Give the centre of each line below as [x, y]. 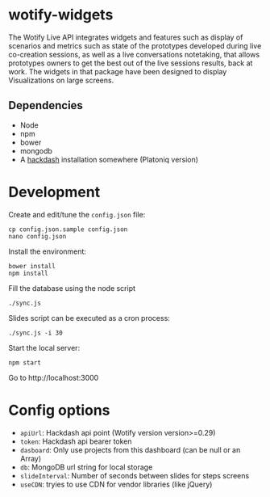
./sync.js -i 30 [35, 333]
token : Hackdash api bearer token [76, 441]
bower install [32, 266]
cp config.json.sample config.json [68, 229]
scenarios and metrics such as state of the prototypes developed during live [135, 45]
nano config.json [37, 236]
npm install [28, 273]
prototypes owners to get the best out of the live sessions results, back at [131, 63]
